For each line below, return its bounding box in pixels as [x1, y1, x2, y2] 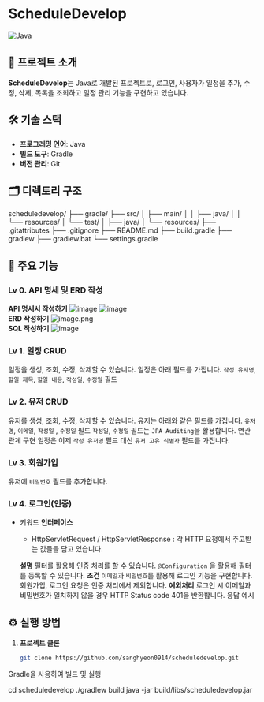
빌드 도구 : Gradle [19, 149, 73, 159]
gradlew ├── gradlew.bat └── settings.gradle [8, 234, 158, 244]
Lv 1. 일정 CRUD [8, 345, 67, 356]
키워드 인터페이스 [19, 517, 73, 527]
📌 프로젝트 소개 [8, 56, 77, 69]
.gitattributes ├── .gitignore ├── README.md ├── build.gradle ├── [8, 226, 232, 235]
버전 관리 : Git [19, 159, 61, 168]
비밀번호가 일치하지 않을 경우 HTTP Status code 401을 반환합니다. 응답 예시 [19, 591, 255, 600]
